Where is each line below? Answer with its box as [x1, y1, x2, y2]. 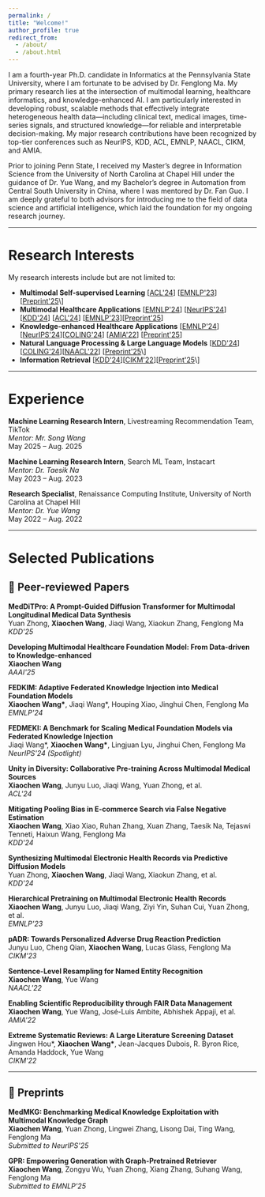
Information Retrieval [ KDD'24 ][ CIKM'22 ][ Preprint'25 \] [19, 355, 200, 364]
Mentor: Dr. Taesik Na [8, 465, 80, 474]
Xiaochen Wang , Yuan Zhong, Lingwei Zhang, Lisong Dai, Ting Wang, [8, 1123, 236, 1133]
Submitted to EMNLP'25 [8, 1181, 87, 1191]
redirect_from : [8, 33, 58, 42]
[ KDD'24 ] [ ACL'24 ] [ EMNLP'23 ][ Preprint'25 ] [19, 313, 164, 323]
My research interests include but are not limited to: [8, 272, 176, 281]
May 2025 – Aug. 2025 [8, 441, 83, 451]
